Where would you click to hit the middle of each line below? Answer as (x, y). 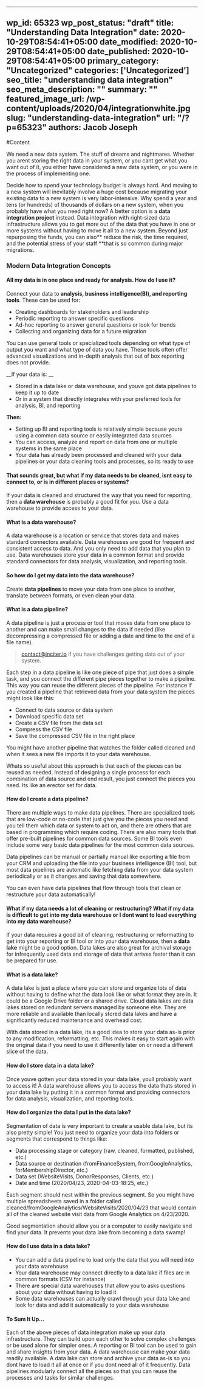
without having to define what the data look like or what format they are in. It (102, 995)
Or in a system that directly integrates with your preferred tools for (98, 398)
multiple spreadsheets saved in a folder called (64, 1201)
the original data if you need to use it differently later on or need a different (100, 1045)
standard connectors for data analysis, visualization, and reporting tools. (97, 561)
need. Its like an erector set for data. (52, 785)
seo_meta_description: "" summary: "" (82, 90)
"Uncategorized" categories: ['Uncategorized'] (98, 71)
